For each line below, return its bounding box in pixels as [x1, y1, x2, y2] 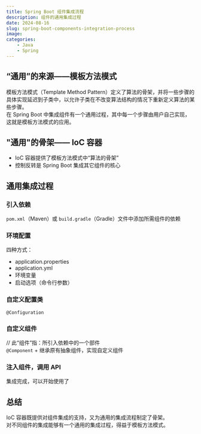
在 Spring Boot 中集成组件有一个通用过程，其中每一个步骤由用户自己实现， [6, 111, 190, 118]
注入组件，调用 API [6, 363, 61, 371]
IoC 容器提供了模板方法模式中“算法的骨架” [14, 154, 119, 161]
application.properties [14, 258, 70, 265]
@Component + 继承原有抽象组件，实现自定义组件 [6, 346, 124, 353]
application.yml [14, 264, 53, 272]
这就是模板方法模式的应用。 [6, 118, 75, 126]
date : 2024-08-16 [6, 20, 50, 26]
